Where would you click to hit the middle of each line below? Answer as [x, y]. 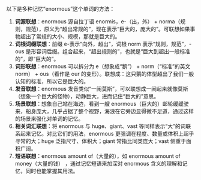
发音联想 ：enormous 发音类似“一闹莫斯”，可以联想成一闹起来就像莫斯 [101, 89]
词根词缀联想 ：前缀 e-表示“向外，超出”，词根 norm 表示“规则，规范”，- [103, 44]
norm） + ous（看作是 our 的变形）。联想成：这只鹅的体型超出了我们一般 [104, 74]
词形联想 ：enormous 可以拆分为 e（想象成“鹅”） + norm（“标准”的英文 [103, 66]
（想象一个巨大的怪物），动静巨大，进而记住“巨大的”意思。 [87, 96]
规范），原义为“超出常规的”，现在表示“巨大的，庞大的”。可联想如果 [108, 29]
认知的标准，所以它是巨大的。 [52, 81]
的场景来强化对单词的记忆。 [49, 119]
